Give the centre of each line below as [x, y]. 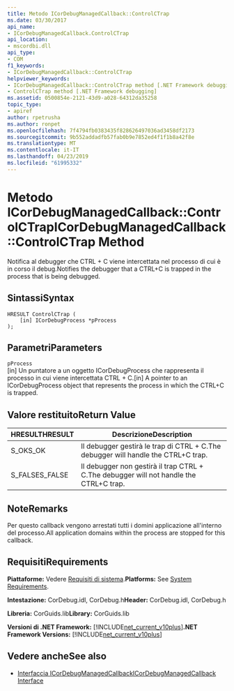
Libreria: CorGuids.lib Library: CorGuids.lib [69, 613]
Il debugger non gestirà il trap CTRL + [142, 466]
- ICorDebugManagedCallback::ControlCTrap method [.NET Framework [106, 85]
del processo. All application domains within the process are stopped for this [116, 533]
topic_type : [24, 105]
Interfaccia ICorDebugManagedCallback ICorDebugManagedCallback [117, 673]
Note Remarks [38, 508]
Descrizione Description [152, 435]
